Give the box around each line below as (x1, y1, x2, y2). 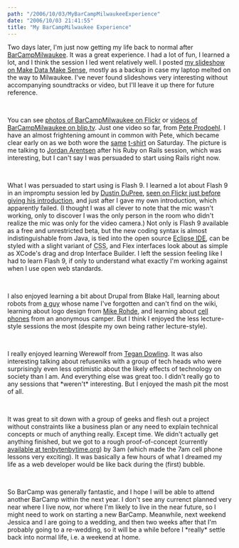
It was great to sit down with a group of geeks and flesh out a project (7, 415, 210, 424)
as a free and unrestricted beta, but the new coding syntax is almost (7, 227, 208, 235)
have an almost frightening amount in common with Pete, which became (7, 131, 219, 139)
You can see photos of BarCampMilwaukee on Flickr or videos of (7, 116, 198, 124)
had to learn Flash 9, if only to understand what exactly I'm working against (7, 257, 228, 265)
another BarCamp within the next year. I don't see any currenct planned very (7, 495, 232, 504)
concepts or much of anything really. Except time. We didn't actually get (7, 430, 218, 439)
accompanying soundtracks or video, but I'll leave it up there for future (7, 81, 215, 90)
